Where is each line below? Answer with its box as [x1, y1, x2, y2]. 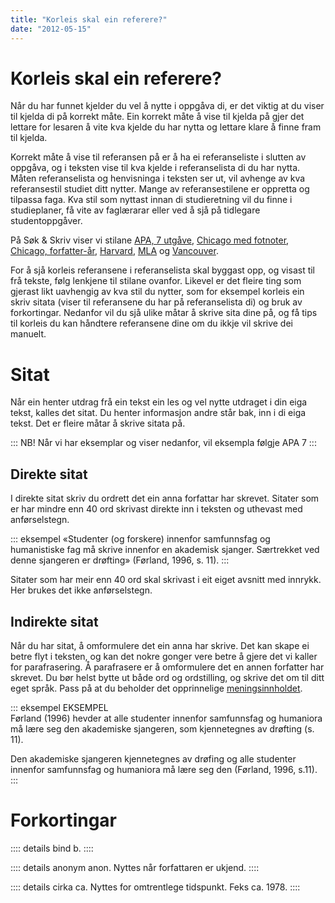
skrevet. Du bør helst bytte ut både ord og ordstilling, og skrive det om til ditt [10, 672, 325, 683]
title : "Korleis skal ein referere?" [10, 14, 168, 25]
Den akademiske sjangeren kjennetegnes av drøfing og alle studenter [10, 753, 297, 765]
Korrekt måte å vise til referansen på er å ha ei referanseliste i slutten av [10, 151, 307, 163]
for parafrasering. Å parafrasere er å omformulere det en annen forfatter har [10, 661, 325, 673]
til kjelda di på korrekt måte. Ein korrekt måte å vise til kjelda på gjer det [10, 111, 305, 123]
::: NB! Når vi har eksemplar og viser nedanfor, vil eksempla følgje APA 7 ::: [10, 437, 317, 449]
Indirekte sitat [10, 613, 99, 630]
